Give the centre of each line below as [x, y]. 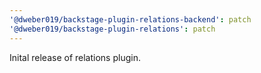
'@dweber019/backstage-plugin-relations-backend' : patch [130, 19]
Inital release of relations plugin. [75, 57]
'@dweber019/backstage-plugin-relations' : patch [112, 29]
